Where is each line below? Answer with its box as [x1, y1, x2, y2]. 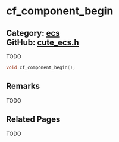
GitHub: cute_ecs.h [6, 37, 79, 47]
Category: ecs [6, 28, 61, 38]
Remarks [6, 81, 40, 91]
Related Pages [6, 115, 61, 125]
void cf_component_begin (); [6, 64, 76, 70]
